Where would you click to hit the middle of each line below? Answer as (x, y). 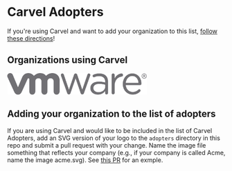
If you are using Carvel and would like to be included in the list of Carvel (110, 130)
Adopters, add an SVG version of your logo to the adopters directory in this (114, 138)
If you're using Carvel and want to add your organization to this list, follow (113, 31)
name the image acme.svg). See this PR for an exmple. (85, 160)
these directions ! (31, 38)
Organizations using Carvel (68, 60)
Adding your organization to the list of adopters (111, 114)
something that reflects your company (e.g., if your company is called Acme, (116, 152)
